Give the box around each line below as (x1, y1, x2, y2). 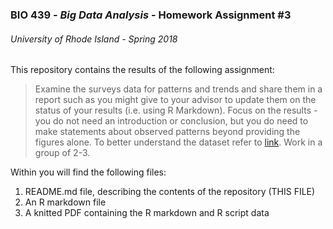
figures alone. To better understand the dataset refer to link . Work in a (34, 136, 323, 148)
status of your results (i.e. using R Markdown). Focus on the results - (34, 104, 318, 117)
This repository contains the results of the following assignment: (10, 64, 275, 76)
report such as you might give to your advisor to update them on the (34, 94, 317, 106)
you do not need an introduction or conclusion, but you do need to (34, 115, 309, 127)
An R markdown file (24, 196, 107, 208)
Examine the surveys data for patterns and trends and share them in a (34, 83, 323, 95)
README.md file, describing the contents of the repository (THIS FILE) (24, 186, 316, 198)
